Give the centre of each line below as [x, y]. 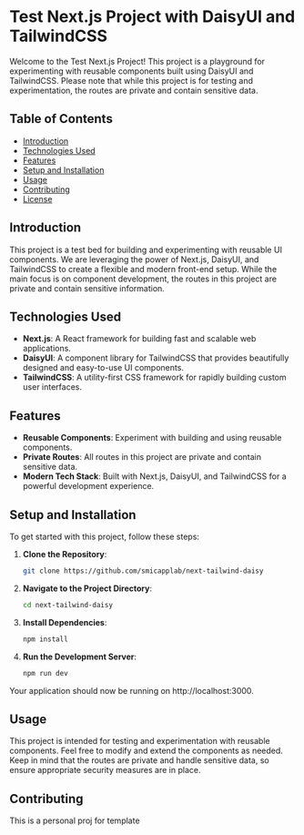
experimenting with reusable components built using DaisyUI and [132, 71]
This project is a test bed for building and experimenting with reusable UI [146, 249]
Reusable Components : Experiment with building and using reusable [152, 438]
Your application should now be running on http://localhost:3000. [132, 690]
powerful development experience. [88, 486]
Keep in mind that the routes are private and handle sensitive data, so [140, 760]
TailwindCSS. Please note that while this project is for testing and [131, 80]
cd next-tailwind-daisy [68, 605]
